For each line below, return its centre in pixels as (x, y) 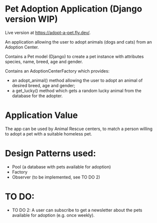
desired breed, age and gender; (43, 85)
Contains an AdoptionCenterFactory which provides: (57, 71)
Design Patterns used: (50, 154)
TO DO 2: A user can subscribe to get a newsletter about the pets (77, 210)
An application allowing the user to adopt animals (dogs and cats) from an (78, 42)
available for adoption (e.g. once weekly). (53, 215)
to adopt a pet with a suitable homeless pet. (49, 134)
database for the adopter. (37, 96)
